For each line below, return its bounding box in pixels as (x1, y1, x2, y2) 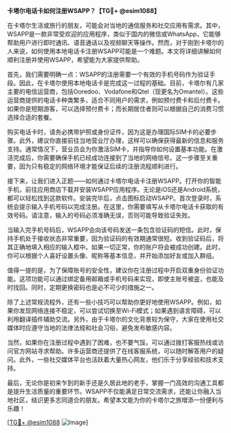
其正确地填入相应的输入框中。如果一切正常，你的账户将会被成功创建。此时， (7, 243, 224, 251)
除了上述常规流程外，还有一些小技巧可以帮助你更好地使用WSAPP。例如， (7, 298, 216, 306)
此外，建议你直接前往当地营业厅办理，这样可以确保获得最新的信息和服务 (19, 137, 224, 144)
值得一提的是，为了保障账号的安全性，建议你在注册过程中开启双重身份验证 (7, 266, 218, 274)
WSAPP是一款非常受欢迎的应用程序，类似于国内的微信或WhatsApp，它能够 (7, 30, 221, 38)
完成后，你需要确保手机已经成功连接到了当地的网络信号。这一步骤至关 (12, 154, 212, 162)
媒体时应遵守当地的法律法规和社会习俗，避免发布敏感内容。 (7, 324, 176, 332)
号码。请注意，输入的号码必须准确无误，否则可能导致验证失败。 (12, 211, 194, 219)
